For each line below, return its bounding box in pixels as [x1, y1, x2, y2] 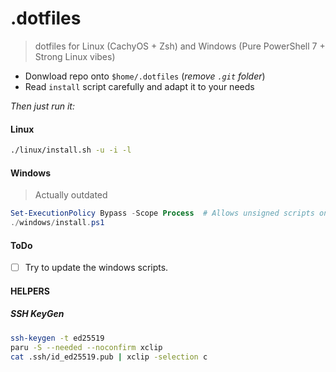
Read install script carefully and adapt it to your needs [24, 80, 255, 92]
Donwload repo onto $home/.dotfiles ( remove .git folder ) [24, 70, 266, 82]
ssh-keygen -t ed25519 [10, 333, 105, 343]
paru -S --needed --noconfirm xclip [10, 342, 163, 352]
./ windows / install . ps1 [10, 218, 105, 228]
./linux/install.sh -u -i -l [10, 145, 132, 156]
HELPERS [10, 285, 50, 297]
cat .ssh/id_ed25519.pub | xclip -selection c [10, 352, 208, 362]
